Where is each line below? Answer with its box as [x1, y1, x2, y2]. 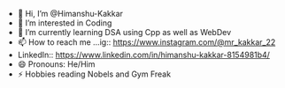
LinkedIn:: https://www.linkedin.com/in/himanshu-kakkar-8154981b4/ [17, 49, 270, 60]
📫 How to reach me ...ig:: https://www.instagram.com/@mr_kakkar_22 [17, 37, 276, 48]
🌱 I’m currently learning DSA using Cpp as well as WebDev [17, 27, 232, 37]
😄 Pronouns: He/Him [17, 59, 96, 70]
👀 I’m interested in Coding [17, 18, 112, 28]
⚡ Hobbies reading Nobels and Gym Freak [17, 69, 171, 79]
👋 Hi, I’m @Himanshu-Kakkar [17, 9, 124, 18]
